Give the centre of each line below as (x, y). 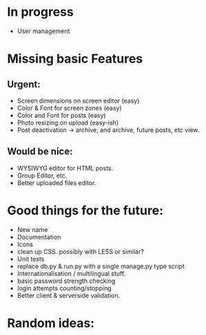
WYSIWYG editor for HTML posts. (65, 168)
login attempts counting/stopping (64, 288)
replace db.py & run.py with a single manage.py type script (101, 266)
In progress (40, 12)
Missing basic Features (75, 59)
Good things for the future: (85, 210)
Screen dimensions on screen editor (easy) (78, 100)
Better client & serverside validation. (69, 295)
